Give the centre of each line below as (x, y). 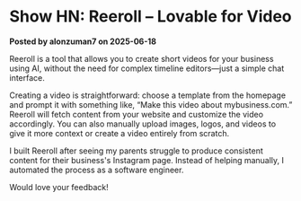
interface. (27, 77)
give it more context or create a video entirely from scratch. (120, 133)
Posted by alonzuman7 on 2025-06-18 (83, 41)
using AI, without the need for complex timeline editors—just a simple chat (147, 68)
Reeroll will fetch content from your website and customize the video (136, 114)
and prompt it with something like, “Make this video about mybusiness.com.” (151, 104)
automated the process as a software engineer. (97, 170)
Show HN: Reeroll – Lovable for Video (150, 17)
